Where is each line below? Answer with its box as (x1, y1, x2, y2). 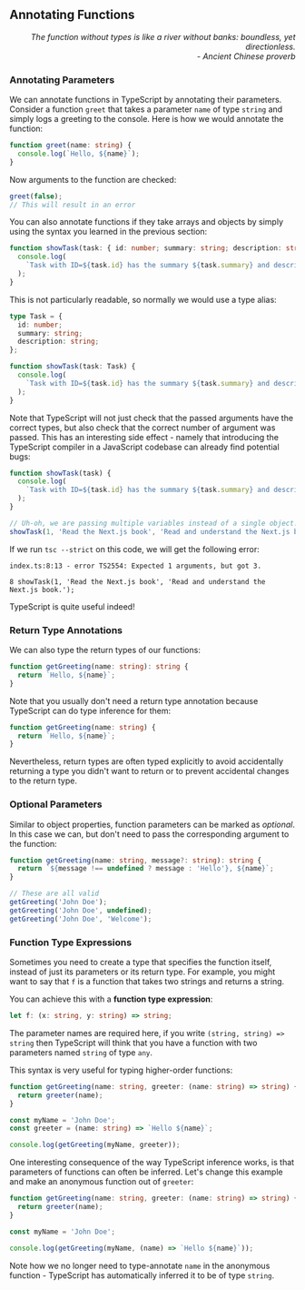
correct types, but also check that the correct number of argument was (9, 422, 276, 433)
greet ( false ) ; (9, 191, 64, 201)
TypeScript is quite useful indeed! (9, 600, 135, 612)
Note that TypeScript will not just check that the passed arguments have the (9, 412, 293, 423)
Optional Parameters (9, 798, 103, 811)
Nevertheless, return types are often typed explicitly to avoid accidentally (9, 756, 284, 767)
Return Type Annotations (9, 623, 123, 636)
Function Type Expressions (9, 936, 133, 949)
